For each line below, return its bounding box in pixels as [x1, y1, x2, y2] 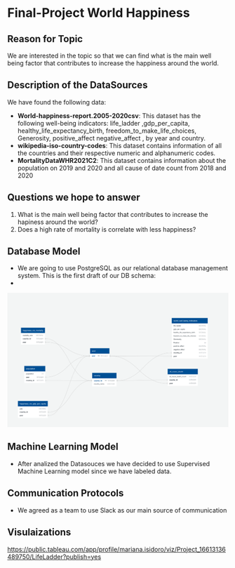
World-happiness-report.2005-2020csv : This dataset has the [17, 111, 201, 120]
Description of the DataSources [7, 79, 148, 91]
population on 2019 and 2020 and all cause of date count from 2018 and [17, 164, 227, 172]
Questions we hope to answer [7, 192, 140, 204]
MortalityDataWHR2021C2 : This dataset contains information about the [17, 156, 227, 164]
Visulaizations [7, 527, 72, 539]
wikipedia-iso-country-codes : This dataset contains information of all [17, 141, 222, 150]
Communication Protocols [7, 487, 124, 499]
